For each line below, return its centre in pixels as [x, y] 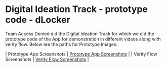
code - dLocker [38, 20]
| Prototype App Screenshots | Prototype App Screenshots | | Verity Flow [81, 54]
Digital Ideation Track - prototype [76, 9]
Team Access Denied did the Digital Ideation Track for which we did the [80, 33]
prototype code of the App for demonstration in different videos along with [83, 39]
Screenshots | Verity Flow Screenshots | [47, 59]
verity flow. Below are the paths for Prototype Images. [61, 44]
